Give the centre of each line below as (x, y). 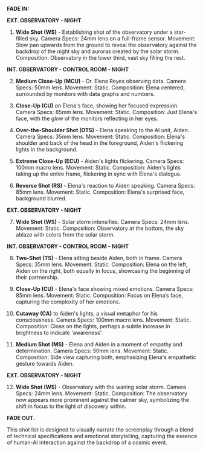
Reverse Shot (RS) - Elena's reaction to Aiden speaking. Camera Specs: (105, 186)
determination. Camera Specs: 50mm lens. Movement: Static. (92, 351)
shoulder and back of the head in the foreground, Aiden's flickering (99, 143)
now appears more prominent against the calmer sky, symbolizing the (102, 400)
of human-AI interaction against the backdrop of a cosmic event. (87, 442)
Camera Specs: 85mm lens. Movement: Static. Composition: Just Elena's (106, 112)
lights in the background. (47, 149)
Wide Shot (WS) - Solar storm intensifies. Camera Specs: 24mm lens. (102, 222)
